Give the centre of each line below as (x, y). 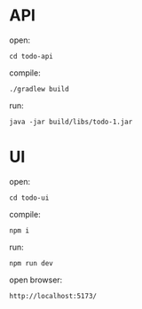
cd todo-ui (29, 198)
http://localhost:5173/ (53, 296)
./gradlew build (39, 89)
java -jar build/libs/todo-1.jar (71, 122)
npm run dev (31, 263)
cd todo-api (31, 56)
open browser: (36, 280)
